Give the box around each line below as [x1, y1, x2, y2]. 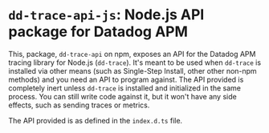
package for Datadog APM [8, 22, 189, 41]
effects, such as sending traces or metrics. [8, 100, 150, 110]
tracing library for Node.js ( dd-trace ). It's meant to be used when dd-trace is [8, 58, 262, 67]
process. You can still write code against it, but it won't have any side [8, 91, 237, 101]
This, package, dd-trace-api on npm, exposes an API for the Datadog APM [8, 49, 256, 58]
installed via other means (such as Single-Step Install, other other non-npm [8, 66, 257, 75]
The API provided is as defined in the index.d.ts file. [8, 115, 183, 125]
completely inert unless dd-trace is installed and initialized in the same [8, 83, 242, 93]
